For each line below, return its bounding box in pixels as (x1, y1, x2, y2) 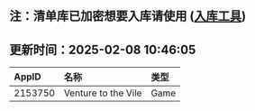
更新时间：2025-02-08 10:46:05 (9, 42, 196, 57)
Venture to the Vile (63, 87, 142, 99)
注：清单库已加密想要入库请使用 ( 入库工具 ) (9, 8, 246, 24)
